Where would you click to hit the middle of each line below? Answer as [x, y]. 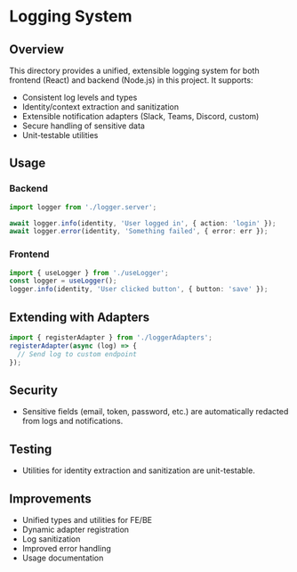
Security [33, 390]
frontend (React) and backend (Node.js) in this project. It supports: [131, 80]
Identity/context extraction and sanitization [100, 107]
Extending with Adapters [80, 317]
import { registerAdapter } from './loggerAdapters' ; [111, 338]
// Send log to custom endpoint [77, 354]
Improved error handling [66, 548]
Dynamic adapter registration [76, 529]
